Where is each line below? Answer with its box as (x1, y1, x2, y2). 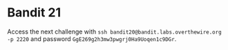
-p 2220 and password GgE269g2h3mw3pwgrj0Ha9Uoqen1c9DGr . (7, 34, 177, 42)
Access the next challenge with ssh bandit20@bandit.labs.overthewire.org (7, 27, 222, 36)
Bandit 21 (7, 5, 61, 21)
